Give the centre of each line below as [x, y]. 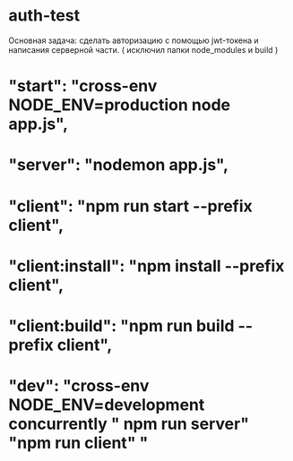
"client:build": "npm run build [121, 325]
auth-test [44, 16]
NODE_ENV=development [107, 405]
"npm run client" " [78, 443]
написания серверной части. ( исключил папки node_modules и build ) [143, 49]
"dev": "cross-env [79, 386]
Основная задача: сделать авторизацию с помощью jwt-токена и [134, 40]
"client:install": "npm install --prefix [146, 266]
